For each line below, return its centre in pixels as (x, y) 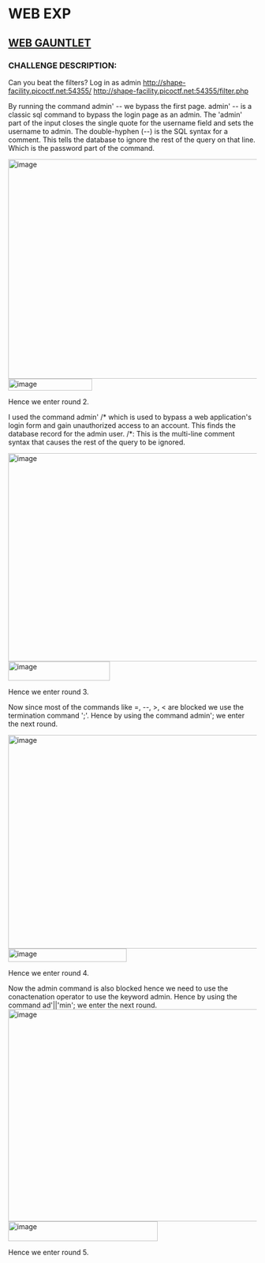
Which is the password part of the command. (82, 148)
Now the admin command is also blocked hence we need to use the (118, 988)
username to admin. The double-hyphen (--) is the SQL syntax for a (118, 131)
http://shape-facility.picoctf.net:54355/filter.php (171, 91)
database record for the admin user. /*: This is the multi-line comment (121, 433)
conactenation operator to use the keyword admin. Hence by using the (123, 996)
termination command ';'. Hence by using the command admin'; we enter (127, 715)
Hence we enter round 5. (49, 1252)
